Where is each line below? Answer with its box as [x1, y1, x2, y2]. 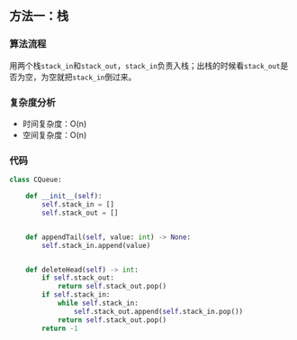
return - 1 [41, 324, 78, 333]
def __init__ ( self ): [25, 192, 103, 201]
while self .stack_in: [57, 299, 139, 308]
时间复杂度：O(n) [22, 118, 87, 129]
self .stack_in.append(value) [41, 241, 151, 250]
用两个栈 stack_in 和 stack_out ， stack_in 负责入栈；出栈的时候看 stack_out [9, 60, 281, 70]
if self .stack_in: [41, 290, 111, 299]
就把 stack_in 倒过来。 [56, 71, 137, 82]
